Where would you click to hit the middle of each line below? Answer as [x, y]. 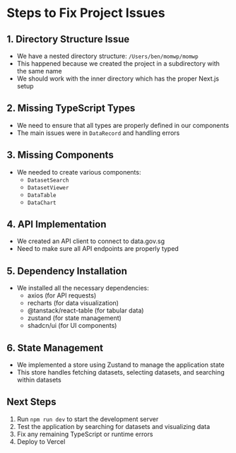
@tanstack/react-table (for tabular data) [85, 311]
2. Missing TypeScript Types [71, 108]
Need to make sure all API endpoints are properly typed [98, 249]
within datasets [39, 380]
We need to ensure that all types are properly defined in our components [123, 125]
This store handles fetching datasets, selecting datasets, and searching [121, 372]
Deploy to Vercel [41, 441]
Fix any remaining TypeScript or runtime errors [85, 434]
